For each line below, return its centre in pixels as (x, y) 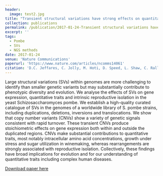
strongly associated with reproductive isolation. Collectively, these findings (80, 149)
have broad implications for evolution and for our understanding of (72, 154)
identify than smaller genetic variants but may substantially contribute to (77, 87)
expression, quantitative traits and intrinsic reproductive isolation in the (76, 97)
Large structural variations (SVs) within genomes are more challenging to (78, 82)
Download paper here (27, 168)
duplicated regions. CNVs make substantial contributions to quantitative (77, 133)
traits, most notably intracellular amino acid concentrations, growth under (78, 138)
